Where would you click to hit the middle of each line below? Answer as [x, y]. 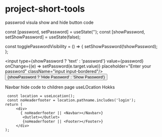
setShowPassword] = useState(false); [43, 37]
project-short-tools [45, 9]
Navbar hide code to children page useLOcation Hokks [60, 87]
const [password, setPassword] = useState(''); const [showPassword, [75, 32]
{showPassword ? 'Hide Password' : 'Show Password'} [56, 77]
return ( [14, 104]
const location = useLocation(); [41, 96]
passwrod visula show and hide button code [49, 22]
